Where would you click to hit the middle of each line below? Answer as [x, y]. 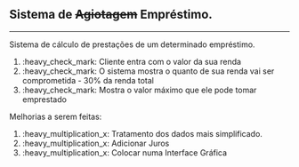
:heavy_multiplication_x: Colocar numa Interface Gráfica [125, 152]
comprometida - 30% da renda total [88, 80]
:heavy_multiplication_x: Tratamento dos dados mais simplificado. [142, 133]
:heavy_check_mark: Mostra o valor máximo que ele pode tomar [139, 90]
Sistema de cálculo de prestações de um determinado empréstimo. [132, 44]
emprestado [44, 99]
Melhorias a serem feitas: [56, 116]
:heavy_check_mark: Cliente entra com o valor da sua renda [132, 61]
